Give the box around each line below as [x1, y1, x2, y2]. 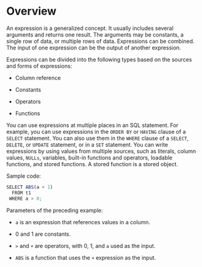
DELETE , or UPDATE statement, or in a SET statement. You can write [6, 141, 168, 148]
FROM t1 [12, 189, 32, 196]
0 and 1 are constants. [15, 230, 71, 238]
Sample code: [6, 172, 41, 180]
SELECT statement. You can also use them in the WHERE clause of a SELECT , [6, 134, 189, 142]
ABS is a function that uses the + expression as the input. [15, 254, 156, 261]
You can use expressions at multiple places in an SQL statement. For [6, 121, 179, 129]
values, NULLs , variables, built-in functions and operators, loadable [6, 154, 173, 161]
